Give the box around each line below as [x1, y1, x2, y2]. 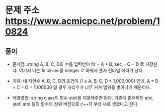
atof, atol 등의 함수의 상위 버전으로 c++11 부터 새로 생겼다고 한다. [12, 101, 139, 107]
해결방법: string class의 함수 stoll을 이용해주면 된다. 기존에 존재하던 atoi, [12, 95, 154, 101]
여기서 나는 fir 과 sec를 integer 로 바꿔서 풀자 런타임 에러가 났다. [19, 68, 144, 73]
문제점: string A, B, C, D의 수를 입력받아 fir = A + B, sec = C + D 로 [12, 61, 144, 67]
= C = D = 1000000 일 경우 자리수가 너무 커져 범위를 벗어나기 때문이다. [12, 84, 152, 90]
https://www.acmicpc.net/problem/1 [5, 15, 160, 27]
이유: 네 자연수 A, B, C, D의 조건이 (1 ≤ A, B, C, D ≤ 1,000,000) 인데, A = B [12, 78, 158, 84]
